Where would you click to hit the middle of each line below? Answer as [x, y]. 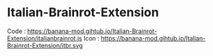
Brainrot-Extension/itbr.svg [45, 45]
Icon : [91, 38]
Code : [16, 31]
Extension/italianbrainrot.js [45, 38]
